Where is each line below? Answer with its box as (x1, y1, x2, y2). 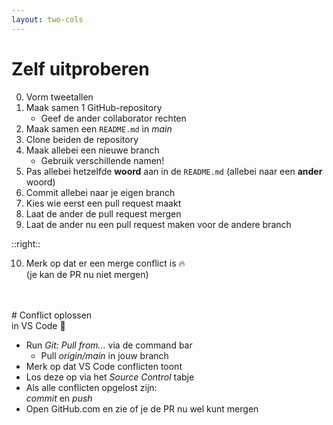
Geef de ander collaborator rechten (40, 112, 187, 124)
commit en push (25, 392, 93, 404)
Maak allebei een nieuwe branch (25, 144, 160, 156)
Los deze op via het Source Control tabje (25, 371, 195, 383)
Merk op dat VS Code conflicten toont (25, 360, 183, 372)
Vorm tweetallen (25, 91, 94, 103)
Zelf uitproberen (11, 57, 150, 80)
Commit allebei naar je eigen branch (25, 186, 176, 198)
